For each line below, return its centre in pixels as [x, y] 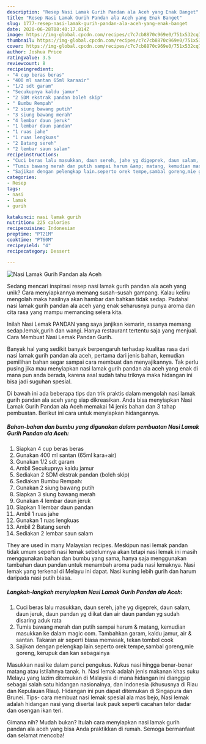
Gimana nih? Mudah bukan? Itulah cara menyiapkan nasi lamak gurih [93, 723]
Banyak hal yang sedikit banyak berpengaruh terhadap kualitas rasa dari [98, 349]
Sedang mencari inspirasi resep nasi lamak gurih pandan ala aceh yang [97, 286]
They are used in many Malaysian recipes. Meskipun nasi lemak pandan [97, 545]
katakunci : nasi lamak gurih [44, 217]
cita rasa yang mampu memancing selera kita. [65, 312]
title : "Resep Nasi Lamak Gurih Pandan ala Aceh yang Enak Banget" [95, 18]
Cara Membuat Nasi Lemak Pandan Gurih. [60, 337]
